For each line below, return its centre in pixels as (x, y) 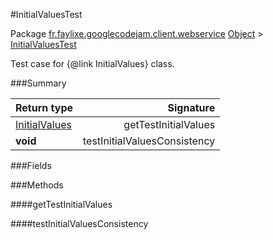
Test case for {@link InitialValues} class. (92, 63)
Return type (44, 107)
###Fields (31, 165)
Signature (191, 107)
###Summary (38, 83)
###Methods (37, 185)
